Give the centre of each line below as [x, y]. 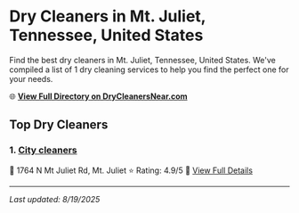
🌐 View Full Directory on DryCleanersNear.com [99, 96]
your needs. [31, 78]
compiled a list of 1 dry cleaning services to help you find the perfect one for [149, 70]
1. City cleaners [43, 151]
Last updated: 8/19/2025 [55, 199]
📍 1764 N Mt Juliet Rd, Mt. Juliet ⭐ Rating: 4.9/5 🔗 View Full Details [131, 170]
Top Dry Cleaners [59, 125]
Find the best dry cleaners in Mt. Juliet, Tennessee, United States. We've [142, 60]
